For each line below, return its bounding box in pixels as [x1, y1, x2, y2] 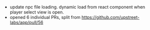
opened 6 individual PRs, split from [9, 15, 81, 20]
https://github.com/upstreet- [81, 15, 140, 20]
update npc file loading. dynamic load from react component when [9, 4, 146, 10]
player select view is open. [9, 9, 64, 15]
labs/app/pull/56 [9, 19, 43, 25]
